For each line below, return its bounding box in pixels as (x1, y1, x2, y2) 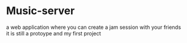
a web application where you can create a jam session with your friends (6, 24, 182, 31)
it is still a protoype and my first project (6, 29, 102, 37)
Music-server (6, 4, 75, 18)
